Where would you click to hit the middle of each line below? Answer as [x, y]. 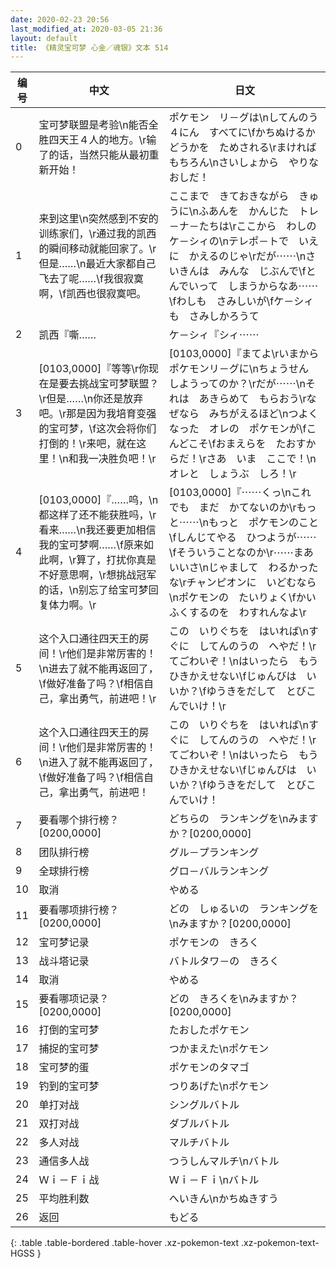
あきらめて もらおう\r [252, 399]
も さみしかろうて [214, 316]
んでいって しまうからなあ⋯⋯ [243, 286]
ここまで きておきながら [229, 196]
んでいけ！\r [197, 706]
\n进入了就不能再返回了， [98, 763]
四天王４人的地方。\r [97, 140]
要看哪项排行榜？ [79, 910]
